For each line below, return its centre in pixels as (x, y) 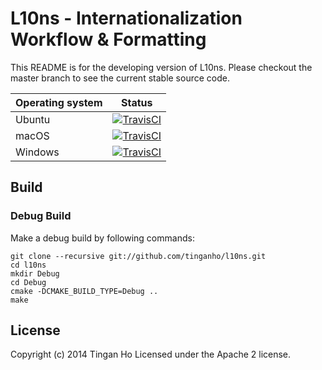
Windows (37, 152)
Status (136, 102)
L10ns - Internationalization (126, 18)
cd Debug (28, 282)
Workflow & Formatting (108, 39)
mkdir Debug (35, 273)
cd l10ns (28, 265)
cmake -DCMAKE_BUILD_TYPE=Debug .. (84, 291)
